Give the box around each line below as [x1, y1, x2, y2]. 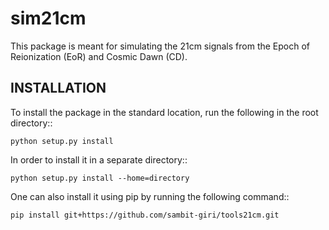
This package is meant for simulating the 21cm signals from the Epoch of [10, 40, 311, 52]
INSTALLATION [10, 80, 107, 97]
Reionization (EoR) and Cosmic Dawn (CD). [10, 50, 188, 62]
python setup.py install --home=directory [10, 173, 190, 183]
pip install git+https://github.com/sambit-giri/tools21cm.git [10, 210, 280, 220]
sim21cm [10, 7, 87, 30]
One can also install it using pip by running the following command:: [10, 190, 290, 202]
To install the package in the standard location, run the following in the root [10, 106, 319, 118]
